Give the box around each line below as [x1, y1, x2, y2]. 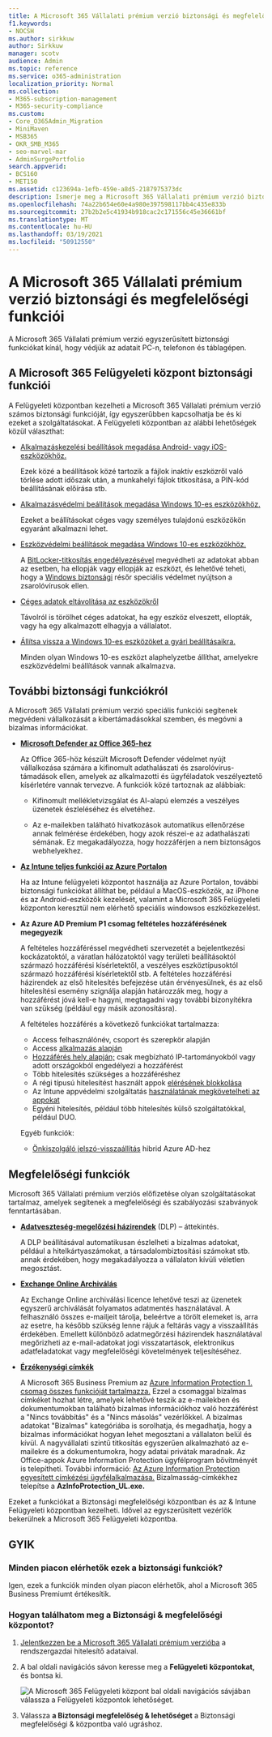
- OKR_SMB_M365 [8, 139, 60, 148]
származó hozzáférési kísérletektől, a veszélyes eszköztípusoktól [19, 960, 239, 970]
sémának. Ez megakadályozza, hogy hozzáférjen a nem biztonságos [32, 837, 261, 847]
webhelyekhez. [32, 846, 83, 856]
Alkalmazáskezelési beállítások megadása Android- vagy [19, 442, 210, 451]
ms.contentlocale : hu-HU [8, 223, 92, 231]
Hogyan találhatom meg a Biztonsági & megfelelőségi [8, 1609, 223, 1620]
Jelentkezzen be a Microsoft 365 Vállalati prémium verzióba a [19, 1638, 227, 1648]
